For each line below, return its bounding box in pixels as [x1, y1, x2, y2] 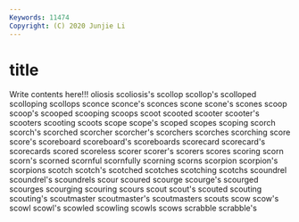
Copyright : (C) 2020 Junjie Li [9, 21, 126, 30]
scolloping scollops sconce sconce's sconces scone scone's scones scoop [9, 99, 287, 110]
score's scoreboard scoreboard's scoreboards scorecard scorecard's [9, 136, 266, 147]
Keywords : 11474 [9, 12, 70, 22]
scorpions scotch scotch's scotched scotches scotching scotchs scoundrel [9, 165, 287, 176]
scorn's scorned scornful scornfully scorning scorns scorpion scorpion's [9, 155, 278, 166]
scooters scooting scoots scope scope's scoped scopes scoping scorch [9, 118, 277, 128]
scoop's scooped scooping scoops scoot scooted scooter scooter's [9, 108, 261, 119]
